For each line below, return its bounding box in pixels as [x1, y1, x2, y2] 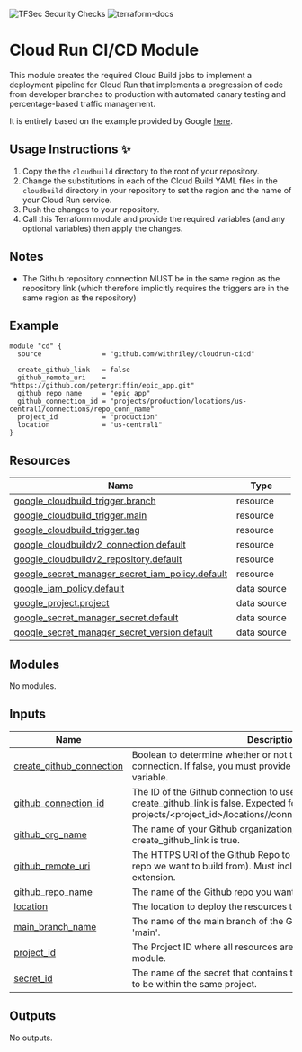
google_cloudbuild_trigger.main [13, 509, 147, 522]
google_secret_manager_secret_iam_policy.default [13, 567, 227, 580]
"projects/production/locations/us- [109, 397, 247, 406]
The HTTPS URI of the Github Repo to [131, 848, 290, 860]
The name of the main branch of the [131, 914, 284, 927]
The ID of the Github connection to [131, 785, 279, 798]
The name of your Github [131, 823, 238, 835]
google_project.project [13, 597, 110, 610]
